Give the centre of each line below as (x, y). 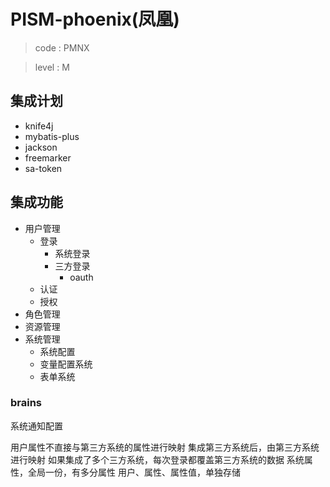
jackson (41, 147)
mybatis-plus (52, 136)
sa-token (43, 168)
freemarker (48, 157)
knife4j (39, 126)
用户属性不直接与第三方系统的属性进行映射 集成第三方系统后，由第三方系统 (165, 447)
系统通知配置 (36, 426)
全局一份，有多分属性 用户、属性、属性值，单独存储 (134, 472)
